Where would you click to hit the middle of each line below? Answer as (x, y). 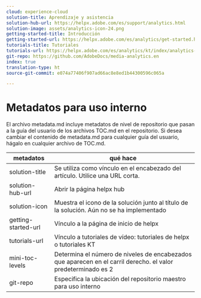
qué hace (123, 158)
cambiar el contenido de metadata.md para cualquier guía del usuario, (93, 137)
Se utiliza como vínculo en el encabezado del (118, 168)
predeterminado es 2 (84, 269)
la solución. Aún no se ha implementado (110, 210)
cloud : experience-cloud (37, 12)
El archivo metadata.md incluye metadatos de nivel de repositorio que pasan (100, 124)
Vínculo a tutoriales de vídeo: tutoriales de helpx (122, 237)
